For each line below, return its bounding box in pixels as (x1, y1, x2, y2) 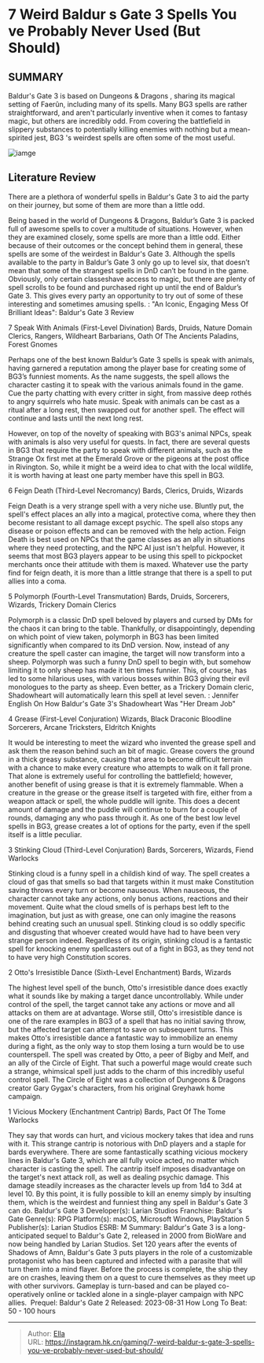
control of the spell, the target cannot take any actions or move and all (8, 999, 236, 1009)
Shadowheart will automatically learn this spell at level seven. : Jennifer (8, 691, 239, 700)
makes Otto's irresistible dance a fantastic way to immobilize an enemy (8, 1033, 238, 1043)
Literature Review (8, 171, 97, 184)
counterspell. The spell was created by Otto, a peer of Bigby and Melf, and (8, 1050, 249, 1059)
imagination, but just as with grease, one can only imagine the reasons (8, 910, 236, 920)
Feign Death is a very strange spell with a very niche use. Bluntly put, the (8, 501, 244, 510)
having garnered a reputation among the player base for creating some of (8, 363, 246, 372)
